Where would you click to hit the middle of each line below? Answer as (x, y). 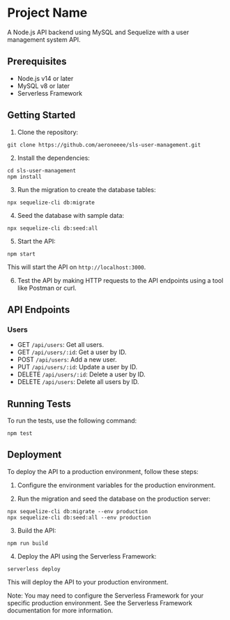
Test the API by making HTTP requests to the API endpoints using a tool (120, 280)
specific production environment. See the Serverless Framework (100, 603)
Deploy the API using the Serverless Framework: (87, 556)
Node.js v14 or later (45, 78)
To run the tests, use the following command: (72, 421)
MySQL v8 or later (44, 86)
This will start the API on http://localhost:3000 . (77, 267)
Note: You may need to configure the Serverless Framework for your (106, 596)
